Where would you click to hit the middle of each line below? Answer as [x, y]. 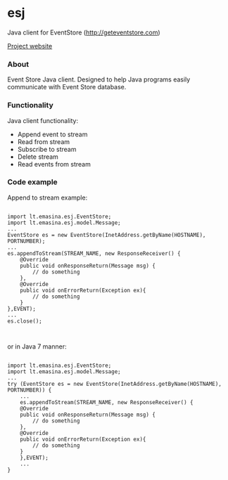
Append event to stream [52, 134]
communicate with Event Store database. [67, 87]
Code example [32, 182]
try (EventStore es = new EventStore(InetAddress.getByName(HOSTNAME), [114, 384]
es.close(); [25, 321]
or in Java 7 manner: [37, 346]
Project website [30, 46]
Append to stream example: [47, 197]
